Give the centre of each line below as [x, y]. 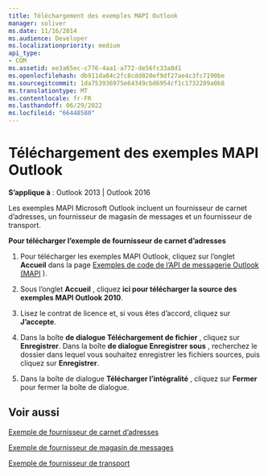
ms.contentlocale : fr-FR [50, 98]
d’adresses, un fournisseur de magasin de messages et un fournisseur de [130, 216]
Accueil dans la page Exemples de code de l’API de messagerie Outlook [139, 265]
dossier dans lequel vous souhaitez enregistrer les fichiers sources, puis [140, 354]
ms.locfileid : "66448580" [52, 114]
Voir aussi [34, 413]
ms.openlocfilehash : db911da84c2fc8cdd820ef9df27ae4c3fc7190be [117, 76]
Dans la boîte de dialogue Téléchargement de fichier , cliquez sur [130, 337]
